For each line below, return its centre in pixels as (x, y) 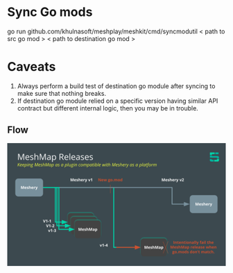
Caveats (32, 67)
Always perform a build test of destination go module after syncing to (116, 86)
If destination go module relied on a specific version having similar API (118, 101)
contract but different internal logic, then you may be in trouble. (108, 108)
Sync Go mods (50, 12)
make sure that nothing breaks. (62, 93)
